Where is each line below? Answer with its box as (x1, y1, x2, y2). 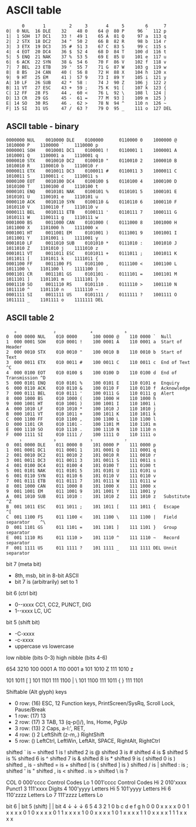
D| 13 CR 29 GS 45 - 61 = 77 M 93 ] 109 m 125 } (6, 95, 167, 101)
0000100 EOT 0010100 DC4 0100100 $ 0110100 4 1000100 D (6, 178, 177, 184)
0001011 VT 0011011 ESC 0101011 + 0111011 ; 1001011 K (6, 250, 177, 256)
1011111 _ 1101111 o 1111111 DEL (6, 297, 104, 303)
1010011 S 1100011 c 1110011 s (6, 173, 99, 179)
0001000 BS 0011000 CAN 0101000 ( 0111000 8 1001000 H (6, 219, 177, 226)
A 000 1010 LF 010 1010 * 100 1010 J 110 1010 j (6, 406, 157, 412)
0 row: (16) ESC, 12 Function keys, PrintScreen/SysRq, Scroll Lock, (14, 699, 175, 707)
